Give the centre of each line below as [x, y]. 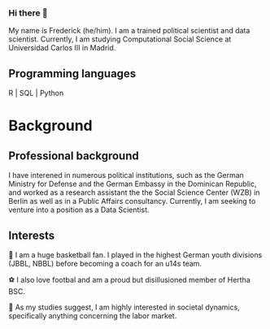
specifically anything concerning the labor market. [93, 315]
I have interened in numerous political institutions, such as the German [126, 175]
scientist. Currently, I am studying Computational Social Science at [120, 39]
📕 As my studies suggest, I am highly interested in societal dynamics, [124, 307]
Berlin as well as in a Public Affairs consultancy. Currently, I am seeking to [132, 201]
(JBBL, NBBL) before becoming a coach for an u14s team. [105, 263]
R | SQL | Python [36, 93]
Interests [32, 235]
